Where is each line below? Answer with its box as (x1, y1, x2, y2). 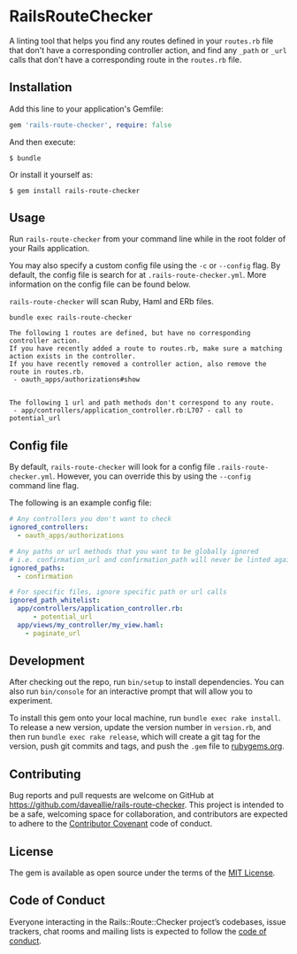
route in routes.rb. (9, 367, 86, 377)
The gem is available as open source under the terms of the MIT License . (9, 867, 276, 878)
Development (9, 653, 86, 669)
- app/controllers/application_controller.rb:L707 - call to (12, 406, 243, 415)
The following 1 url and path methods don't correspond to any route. (9, 398, 275, 408)
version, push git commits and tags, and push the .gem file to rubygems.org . (9, 741, 286, 751)
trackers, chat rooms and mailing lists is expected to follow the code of (9, 926, 267, 936)
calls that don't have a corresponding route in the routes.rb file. (9, 54, 242, 65)
